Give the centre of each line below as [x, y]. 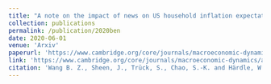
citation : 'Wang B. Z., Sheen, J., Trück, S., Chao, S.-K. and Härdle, [131, 68]
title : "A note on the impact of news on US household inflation [120, 16]
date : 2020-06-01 [38, 38]
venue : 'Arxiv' [34, 46]
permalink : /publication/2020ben [65, 30]
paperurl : [25, 53]
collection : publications [52, 23]
